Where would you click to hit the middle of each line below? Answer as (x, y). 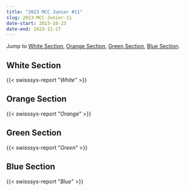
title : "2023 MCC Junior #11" (45, 12)
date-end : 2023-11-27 (34, 29)
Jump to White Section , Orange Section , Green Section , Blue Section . (93, 46)
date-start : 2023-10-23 (36, 23)
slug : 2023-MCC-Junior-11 (39, 18)
